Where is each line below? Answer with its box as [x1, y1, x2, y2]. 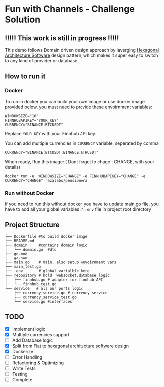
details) [5, 164, 21, 170]
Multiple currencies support [12, 331, 70, 337]
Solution [5, 14, 41, 25]
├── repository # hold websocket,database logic [5, 273, 110, 278]
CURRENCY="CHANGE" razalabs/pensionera [5, 178, 88, 183]
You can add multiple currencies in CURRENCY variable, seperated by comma [5, 140, 159, 146]
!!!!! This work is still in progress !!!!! [5, 34, 119, 42]
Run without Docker [5, 189, 54, 196]
